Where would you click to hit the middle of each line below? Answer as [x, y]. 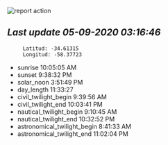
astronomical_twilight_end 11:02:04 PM [73, 134]
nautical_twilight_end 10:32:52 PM [66, 119]
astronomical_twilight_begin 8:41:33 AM [74, 126]
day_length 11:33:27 [45, 89]
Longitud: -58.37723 [52, 54]
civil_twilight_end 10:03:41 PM [60, 104]
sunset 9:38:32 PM [44, 75]
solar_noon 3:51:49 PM [50, 82]
